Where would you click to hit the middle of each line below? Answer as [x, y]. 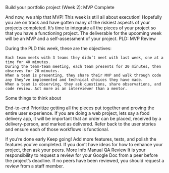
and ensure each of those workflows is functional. [57, 129]
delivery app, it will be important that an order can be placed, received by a [83, 119]
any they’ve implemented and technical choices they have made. [74, 80]
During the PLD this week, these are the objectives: [59, 48]
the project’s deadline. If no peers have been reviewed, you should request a [85, 161]
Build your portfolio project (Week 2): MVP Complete [60, 7]
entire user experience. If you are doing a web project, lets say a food [77, 113]
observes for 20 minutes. [32, 71]
